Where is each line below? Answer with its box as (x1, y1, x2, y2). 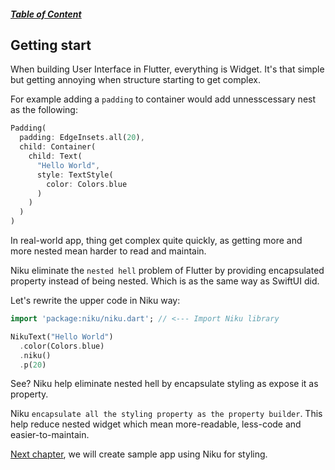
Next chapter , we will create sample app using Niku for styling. (10, 448, 268, 460)
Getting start (10, 36, 92, 54)
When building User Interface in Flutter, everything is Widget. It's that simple (10, 63, 325, 75)
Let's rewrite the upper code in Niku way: (10, 295, 181, 307)
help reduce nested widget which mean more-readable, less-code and (10, 418, 302, 430)
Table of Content (10, 8, 82, 20)
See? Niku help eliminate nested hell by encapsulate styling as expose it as (10, 378, 319, 390)
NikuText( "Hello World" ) (10, 331, 114, 342)
